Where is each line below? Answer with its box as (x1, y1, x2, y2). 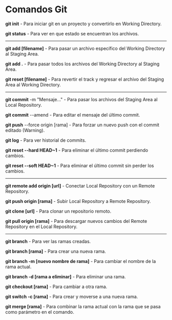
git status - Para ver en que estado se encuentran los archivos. (5, 30, 139, 36)
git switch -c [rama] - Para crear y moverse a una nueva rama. (5, 293, 138, 299)
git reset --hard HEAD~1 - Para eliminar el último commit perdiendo (5, 147, 148, 153)
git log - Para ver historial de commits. (5, 137, 87, 143)
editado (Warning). (5, 127, 45, 133)
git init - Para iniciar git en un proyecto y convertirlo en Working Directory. (5, 21, 162, 27)
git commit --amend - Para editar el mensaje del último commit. (5, 111, 140, 118)
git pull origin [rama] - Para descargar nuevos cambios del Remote (5, 218, 147, 224)
